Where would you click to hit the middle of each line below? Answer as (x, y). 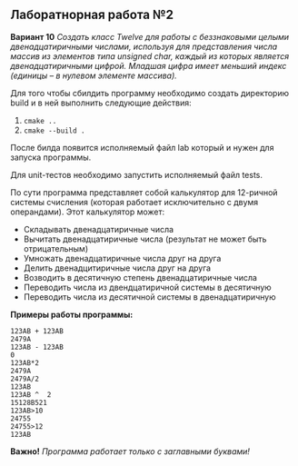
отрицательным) (56, 248)
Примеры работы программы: (72, 314)
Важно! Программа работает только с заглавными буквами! (130, 451)
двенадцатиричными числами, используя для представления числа (144, 46)
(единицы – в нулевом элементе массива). (94, 75)
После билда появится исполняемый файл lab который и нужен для (142, 147)
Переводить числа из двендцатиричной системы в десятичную (147, 287)
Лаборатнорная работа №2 (92, 15)
